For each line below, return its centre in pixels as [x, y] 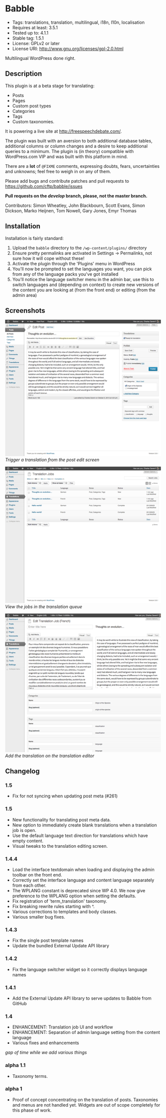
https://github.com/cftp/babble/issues [44, 186]
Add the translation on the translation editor [50, 756]
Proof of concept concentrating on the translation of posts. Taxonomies [85, 1100]
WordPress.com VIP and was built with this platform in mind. [66, 156]
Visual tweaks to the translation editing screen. [60, 846]
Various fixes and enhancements [45, 1043]
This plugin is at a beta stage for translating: [50, 86]
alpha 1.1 [15, 1066]
